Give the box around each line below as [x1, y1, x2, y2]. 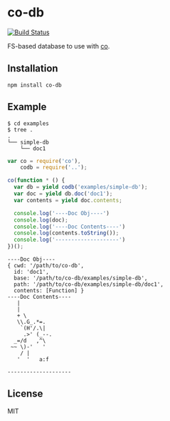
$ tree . [7, 126, 33, 133]
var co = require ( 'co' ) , [7, 157, 81, 164]
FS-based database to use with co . [7, 41, 110, 50]
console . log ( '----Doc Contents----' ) [14, 223, 126, 230]
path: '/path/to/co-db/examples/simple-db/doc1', [14, 281, 164, 288]
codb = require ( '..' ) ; [20, 164, 87, 172]
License [7, 387, 43, 400]
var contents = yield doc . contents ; [14, 197, 122, 204]
